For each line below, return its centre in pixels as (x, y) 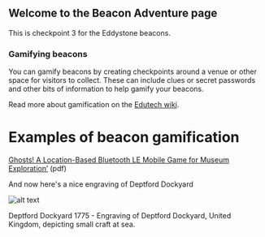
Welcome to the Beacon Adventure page (113, 13)
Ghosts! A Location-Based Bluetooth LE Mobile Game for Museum (119, 160)
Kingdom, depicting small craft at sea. (72, 224)
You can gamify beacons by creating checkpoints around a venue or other (133, 71)
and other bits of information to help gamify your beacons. (106, 89)
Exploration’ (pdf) (38, 169)
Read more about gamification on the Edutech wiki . (94, 105)
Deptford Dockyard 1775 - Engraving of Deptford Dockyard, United (120, 216)
